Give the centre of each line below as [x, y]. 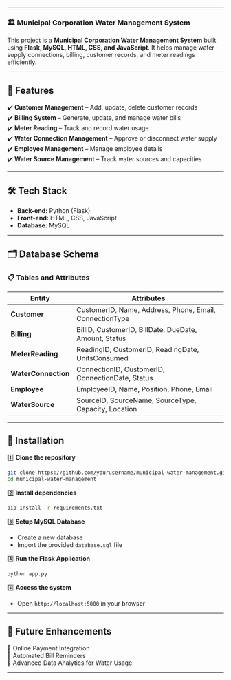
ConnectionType [103, 318]
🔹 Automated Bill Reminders [46, 655]
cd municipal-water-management [52, 480]
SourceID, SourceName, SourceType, [136, 400]
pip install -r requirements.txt [55, 508]
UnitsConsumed [102, 358]
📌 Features [31, 90]
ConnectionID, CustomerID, [121, 369]
